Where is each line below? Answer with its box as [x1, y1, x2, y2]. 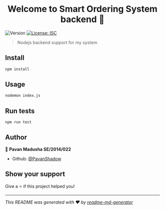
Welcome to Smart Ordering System [7, 3, 158, 15]
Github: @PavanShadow [12, 156, 61, 162]
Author [5, 133, 27, 141]
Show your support [5, 170, 65, 178]
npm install [5, 67, 29, 71]
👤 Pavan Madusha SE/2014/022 [5, 146, 71, 152]
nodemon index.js [5, 93, 41, 98]
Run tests [5, 107, 35, 115]
